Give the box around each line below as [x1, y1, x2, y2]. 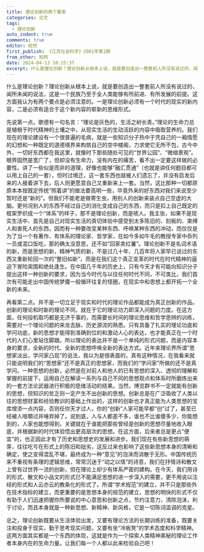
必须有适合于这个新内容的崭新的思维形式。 [27, 106, 134, 113]
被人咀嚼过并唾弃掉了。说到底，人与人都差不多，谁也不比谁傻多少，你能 [11, 413, 192, 420]
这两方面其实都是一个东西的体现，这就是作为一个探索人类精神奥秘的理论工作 [6, 532, 198, 539]
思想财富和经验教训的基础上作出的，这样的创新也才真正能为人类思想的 [16, 398, 192, 405]
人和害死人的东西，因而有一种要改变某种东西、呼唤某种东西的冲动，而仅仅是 [6, 225, 198, 232]
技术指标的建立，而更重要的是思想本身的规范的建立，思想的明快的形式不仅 [11, 489, 198, 496]
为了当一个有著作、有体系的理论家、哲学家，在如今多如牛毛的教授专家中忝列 [6, 232, 198, 240]
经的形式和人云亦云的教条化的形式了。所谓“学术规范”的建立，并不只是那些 [6, 481, 192, 488]
